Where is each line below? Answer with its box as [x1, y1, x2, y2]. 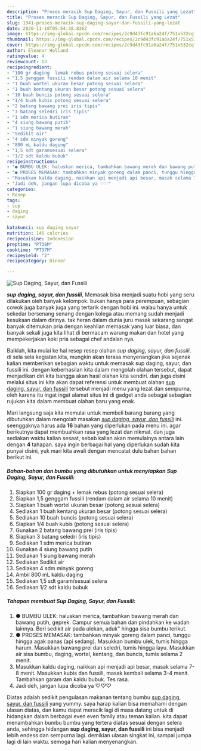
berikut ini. [7, 454, 33, 461]
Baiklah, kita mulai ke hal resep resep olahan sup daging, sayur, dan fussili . [7, 347, 191, 354]
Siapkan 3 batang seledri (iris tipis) [15, 533, 101, 540]
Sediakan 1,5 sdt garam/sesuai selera [15, 577, 107, 585]
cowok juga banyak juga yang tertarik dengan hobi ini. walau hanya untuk [7, 304, 187, 311]
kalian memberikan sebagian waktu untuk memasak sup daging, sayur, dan [7, 360, 191, 367]
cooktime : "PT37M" [7, 247, 52, 253]
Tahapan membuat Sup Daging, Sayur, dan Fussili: [7, 597, 136, 604]
